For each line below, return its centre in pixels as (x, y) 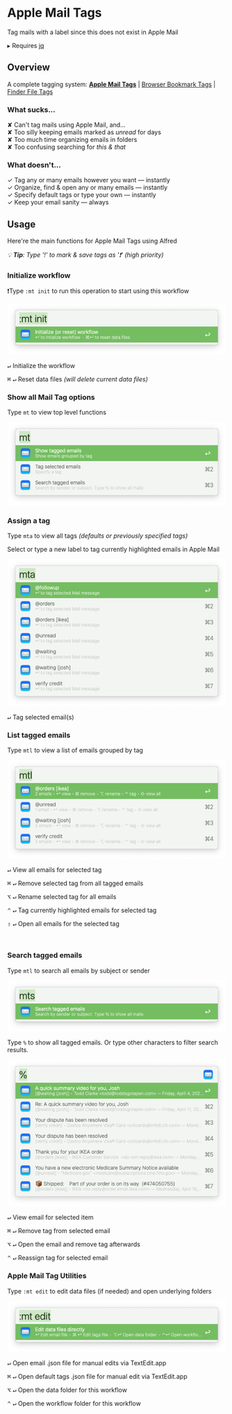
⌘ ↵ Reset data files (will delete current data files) (77, 379)
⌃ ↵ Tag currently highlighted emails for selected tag (82, 910)
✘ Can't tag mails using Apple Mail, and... (67, 125)
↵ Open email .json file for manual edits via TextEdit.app (87, 1363)
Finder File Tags (30, 91)
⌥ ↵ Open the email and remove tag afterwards (74, 1244)
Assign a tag (29, 521)
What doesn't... (34, 165)
